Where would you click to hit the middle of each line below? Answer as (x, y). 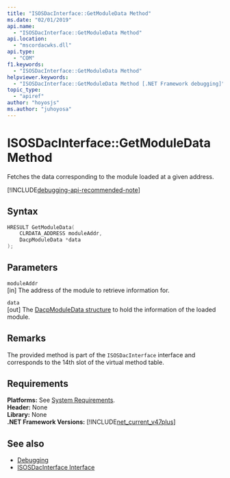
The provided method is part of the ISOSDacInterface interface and (101, 355)
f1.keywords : (26, 64)
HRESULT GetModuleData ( (41, 227)
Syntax (23, 212)
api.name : (21, 26)
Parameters (33, 268)
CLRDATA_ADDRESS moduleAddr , (61, 234)
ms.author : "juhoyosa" (39, 109)
